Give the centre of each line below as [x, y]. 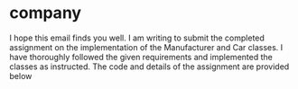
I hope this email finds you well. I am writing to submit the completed [137, 38]
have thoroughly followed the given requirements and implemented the [141, 57]
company [46, 13]
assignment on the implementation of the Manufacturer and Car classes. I [146, 47]
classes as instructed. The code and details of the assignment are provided [149, 67]
